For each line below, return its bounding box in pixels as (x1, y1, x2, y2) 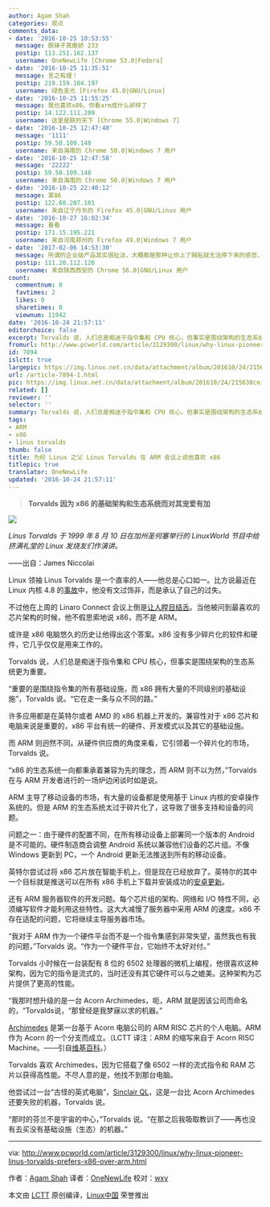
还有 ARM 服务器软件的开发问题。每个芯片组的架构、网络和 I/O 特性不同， (8, 894, 253, 904)
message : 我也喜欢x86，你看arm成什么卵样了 (15, 101, 148, 109)
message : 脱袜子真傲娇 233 (15, 42, 99, 50)
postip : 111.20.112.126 (15, 258, 95, 266)
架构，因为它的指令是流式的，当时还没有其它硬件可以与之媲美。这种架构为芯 (8, 968, 262, 978)
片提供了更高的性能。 (8, 978, 79, 988)
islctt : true (8, 356, 52, 365)
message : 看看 (15, 221, 60, 229)
